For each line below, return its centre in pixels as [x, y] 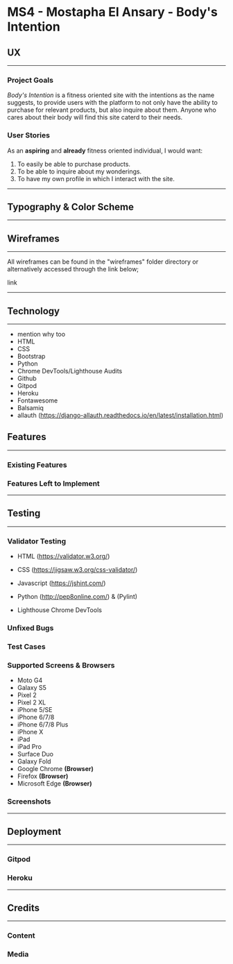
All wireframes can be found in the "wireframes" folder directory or [103, 262]
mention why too [41, 335]
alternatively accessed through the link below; [73, 269]
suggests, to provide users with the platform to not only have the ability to [113, 103]
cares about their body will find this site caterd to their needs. [95, 117]
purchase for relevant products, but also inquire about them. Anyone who [112, 110]
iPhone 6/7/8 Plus [43, 725]
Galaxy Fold [34, 761]
